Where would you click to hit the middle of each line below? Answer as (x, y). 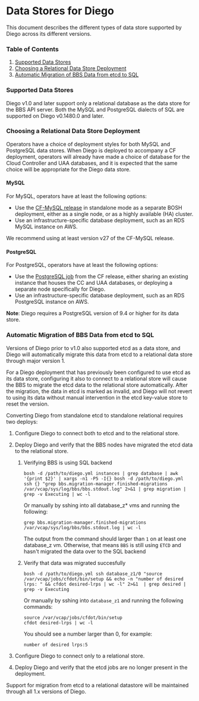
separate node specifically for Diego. (60, 289)
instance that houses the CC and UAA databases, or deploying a (94, 283)
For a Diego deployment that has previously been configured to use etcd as (99, 372)
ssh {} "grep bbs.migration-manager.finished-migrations (96, 484)
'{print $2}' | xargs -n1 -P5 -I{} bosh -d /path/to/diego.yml (104, 479)
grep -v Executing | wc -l (57, 494)
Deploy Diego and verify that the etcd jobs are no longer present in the (101, 667)
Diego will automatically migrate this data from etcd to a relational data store (99, 354)
